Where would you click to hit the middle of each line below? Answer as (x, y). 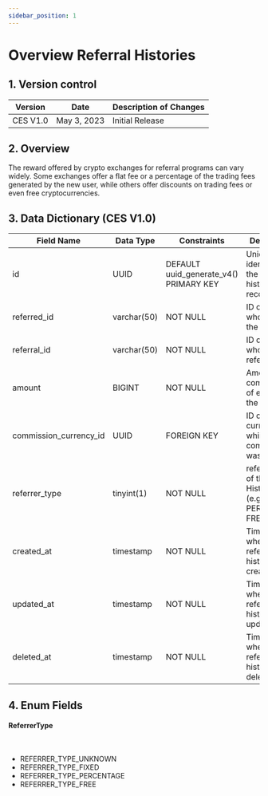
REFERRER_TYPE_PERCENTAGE (72, 775)
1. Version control (53, 85)
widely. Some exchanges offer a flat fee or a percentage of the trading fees (132, 176)
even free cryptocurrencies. (54, 193)
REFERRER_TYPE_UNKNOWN (68, 759)
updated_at (33, 605)
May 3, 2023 (80, 120)
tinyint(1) (130, 494)
